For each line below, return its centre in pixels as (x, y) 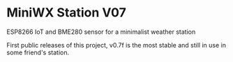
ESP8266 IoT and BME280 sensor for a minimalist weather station (101, 32)
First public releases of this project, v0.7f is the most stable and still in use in (116, 45)
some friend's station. (38, 52)
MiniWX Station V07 (66, 13)
